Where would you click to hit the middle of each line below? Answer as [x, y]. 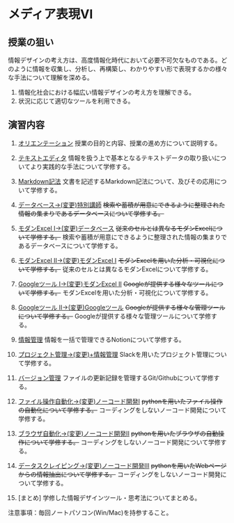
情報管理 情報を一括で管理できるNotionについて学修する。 [101, 339]
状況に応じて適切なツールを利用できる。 [76, 101]
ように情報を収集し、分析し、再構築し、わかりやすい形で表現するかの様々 [120, 69]
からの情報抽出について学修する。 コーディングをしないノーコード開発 [119, 474]
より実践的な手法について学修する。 [82, 166]
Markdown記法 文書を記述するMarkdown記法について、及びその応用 [116, 181]
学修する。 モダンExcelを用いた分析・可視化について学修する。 [121, 292]
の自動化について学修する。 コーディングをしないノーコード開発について [122, 410]
